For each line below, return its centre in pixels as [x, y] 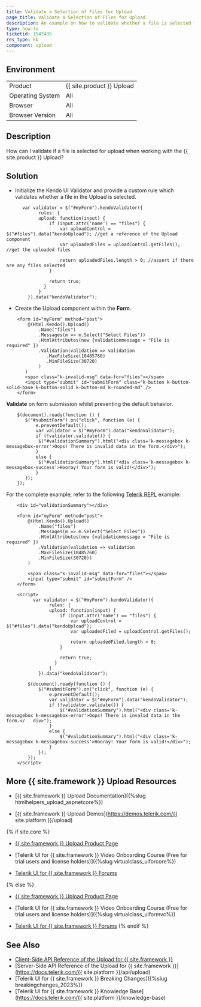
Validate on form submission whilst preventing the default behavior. [90, 404]
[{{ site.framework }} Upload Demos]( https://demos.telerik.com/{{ [96, 814]
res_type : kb [22, 40]
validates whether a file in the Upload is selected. [75, 197]
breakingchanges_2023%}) [48, 985]
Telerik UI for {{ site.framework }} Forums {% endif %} [82, 926]
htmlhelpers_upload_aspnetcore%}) [59, 802]
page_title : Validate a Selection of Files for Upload [76, 17]
